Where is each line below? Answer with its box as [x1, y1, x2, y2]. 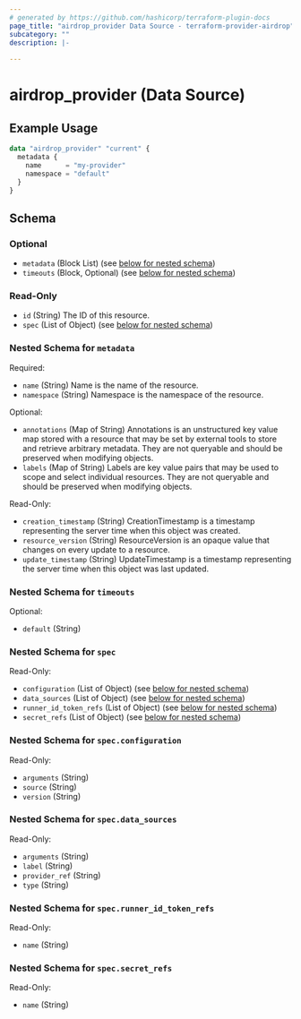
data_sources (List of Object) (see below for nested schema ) [21, 693, 245, 704]
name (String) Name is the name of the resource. [21, 380, 199, 390]
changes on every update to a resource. [21, 544, 170, 555]
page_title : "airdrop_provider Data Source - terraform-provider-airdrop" [9, 21, 295, 30]
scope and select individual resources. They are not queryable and [21, 471, 270, 482]
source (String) [21, 781, 78, 792]
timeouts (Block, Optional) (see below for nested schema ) [21, 268, 236, 278]
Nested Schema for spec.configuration [9, 734, 182, 747]
